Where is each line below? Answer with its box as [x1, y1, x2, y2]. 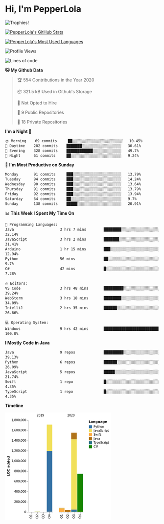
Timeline [5, 402, 23, 408]
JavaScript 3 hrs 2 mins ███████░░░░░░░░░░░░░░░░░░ [5, 237, 159, 242]
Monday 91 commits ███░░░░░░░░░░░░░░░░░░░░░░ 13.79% [5, 172, 141, 177]
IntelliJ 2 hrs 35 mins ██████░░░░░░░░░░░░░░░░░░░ [5, 305, 159, 310]
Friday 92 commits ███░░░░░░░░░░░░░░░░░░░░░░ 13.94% [5, 191, 141, 197]
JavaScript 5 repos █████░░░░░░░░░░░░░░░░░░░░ [5, 369, 159, 374]
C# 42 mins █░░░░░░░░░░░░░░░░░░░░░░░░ [5, 266, 159, 271]
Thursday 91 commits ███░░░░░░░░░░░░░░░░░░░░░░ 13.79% [5, 186, 141, 192]
